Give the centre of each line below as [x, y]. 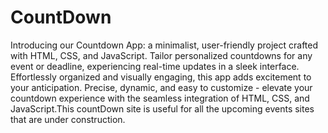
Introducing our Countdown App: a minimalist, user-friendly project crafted [164, 45]
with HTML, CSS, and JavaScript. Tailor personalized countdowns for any [161, 55]
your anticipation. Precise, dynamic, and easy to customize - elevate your [161, 87]
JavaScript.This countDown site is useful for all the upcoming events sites [162, 108]
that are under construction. [68, 119]
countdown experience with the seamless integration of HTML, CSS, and [160, 98]
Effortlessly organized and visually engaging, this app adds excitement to [161, 77]
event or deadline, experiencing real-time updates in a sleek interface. [155, 66]
